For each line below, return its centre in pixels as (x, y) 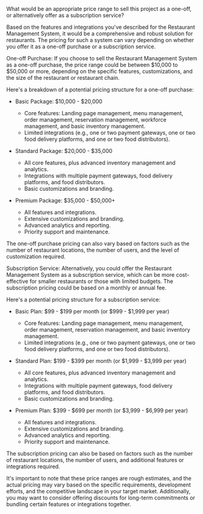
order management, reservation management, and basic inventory (107, 330)
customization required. (36, 256)
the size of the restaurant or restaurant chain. (63, 78)
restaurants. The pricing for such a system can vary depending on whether (100, 40)
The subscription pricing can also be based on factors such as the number (100, 453)
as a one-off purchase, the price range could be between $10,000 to (92, 65)
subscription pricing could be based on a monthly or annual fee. (87, 288)
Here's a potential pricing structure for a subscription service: (84, 299)
